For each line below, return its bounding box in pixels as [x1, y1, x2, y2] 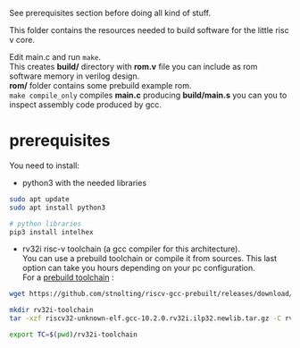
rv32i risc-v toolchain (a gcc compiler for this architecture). [21, 243, 241, 254]
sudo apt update [9, 194, 70, 204]
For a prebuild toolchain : [21, 272, 114, 283]
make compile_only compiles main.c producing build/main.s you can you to [9, 89, 287, 100]
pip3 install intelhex [9, 227, 94, 236]
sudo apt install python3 [9, 203, 105, 212]
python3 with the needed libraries [21, 177, 147, 188]
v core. [9, 35, 36, 45]
